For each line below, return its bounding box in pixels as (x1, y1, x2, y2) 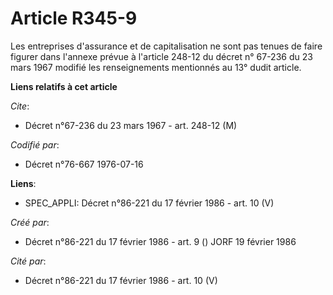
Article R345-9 (10, 7, 138, 30)
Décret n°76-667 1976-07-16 (24, 158, 144, 170)
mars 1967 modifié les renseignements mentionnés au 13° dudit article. (10, 61, 302, 73)
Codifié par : (10, 138, 60, 151)
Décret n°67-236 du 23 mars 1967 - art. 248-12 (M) (24, 119, 238, 131)
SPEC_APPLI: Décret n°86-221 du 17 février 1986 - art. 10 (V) (24, 197, 275, 209)
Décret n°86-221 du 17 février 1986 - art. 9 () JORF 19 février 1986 (24, 235, 297, 247)
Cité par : (10, 255, 47, 267)
